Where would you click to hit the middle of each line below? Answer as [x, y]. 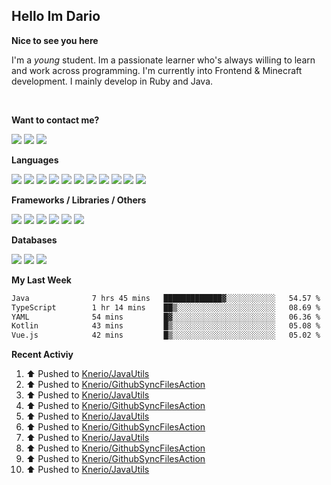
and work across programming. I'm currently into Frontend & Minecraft [157, 70]
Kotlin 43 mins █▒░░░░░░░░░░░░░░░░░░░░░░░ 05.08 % [166, 326]
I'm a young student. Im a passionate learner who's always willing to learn [163, 60]
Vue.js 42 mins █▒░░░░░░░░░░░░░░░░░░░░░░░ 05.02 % [166, 335]
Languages [35, 160]
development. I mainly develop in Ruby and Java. [112, 81]
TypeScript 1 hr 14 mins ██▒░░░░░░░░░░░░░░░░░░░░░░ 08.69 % [166, 307]
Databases [34, 240]
